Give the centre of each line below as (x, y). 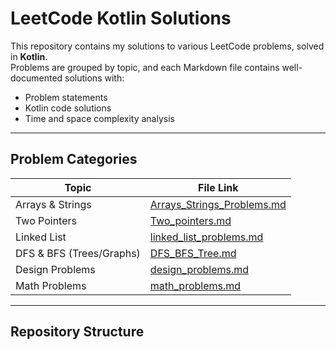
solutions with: (94, 78)
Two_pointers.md (190, 220)
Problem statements (66, 97)
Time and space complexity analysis (99, 118)
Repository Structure (77, 332)
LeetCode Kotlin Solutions (121, 18)
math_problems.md (195, 285)
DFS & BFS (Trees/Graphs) (78, 253)
